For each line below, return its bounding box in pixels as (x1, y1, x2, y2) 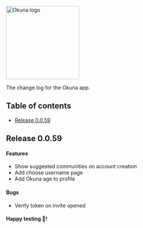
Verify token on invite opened (14, 202, 86, 209)
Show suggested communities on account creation (14, 163, 137, 170)
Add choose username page (14, 169, 83, 176)
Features (6, 149, 28, 157)
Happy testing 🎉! (6, 215, 48, 222)
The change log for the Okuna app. (6, 84, 90, 91)
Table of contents (6, 101, 71, 111)
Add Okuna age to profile (14, 175, 75, 182)
